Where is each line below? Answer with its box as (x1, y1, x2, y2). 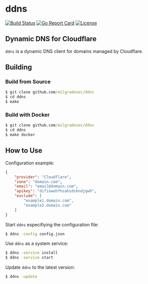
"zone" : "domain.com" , (14, 179, 63, 184)
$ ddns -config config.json (5, 231, 65, 237)
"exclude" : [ (14, 193, 42, 198)
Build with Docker (5, 111, 50, 118)
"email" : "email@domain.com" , (14, 184, 79, 189)
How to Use (5, 146, 43, 155)
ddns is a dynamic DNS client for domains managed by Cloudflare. (5, 48, 143, 54)
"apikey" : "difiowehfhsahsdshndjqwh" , (14, 189, 97, 194)
